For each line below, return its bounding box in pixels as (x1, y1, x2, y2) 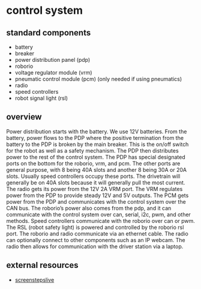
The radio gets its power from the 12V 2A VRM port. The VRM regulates (6, 185, 183, 192)
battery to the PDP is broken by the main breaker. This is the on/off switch (6, 141, 189, 148)
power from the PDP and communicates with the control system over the (6, 198, 186, 205)
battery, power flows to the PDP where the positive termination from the (6, 134, 184, 141)
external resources (6, 260, 79, 270)
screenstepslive (14, 276, 55, 283)
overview (6, 112, 42, 122)
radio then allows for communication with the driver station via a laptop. (6, 243, 184, 250)
